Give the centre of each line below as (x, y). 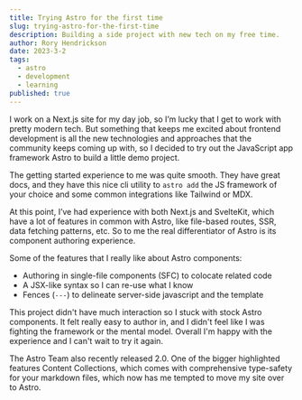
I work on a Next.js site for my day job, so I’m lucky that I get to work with (145, 119)
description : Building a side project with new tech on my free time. (145, 34)
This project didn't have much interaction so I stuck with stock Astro (136, 312)
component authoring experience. (73, 240)
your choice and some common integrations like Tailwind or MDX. (131, 194)
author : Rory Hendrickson (58, 43)
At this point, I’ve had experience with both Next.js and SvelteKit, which (142, 211)
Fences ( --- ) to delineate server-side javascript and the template (143, 294)
